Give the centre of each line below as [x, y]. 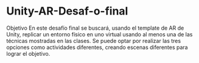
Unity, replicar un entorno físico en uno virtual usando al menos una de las [100, 34]
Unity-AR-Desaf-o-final [67, 11]
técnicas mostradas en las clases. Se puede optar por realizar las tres [94, 41]
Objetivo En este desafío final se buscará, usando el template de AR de [95, 28]
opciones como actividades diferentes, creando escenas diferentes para [97, 47]
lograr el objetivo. [28, 53]
